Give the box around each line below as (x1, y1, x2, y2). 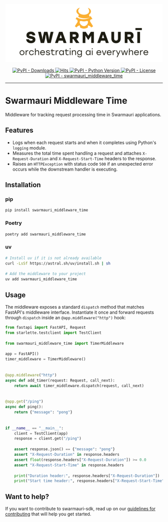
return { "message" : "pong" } (14, 410, 72, 415)
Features (5, 126, 33, 135)
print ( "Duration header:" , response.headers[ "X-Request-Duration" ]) (14, 473, 160, 478)
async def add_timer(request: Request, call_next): (5, 378, 115, 383)
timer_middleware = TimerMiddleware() (5, 357, 86, 362)
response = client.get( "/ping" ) (14, 436, 81, 441)
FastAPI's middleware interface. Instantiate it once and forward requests (5, 309, 154, 315)
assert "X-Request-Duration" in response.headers (14, 452, 120, 457)
